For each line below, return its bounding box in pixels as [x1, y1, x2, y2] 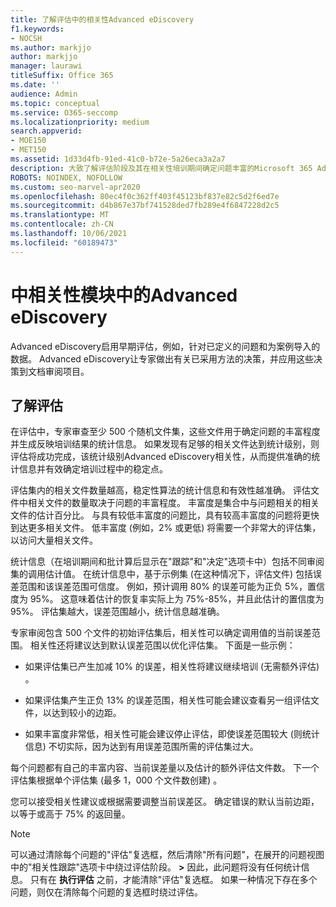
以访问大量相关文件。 [10, 534, 98, 546]
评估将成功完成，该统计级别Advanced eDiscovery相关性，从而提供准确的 [10, 451, 312, 463]
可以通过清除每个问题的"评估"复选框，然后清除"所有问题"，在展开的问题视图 [10, 849, 325, 861]
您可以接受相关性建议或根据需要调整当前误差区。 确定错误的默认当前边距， [10, 796, 320, 808]
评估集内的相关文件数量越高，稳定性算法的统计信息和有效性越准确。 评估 [10, 484, 311, 496]
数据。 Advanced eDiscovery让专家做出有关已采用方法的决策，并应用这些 [10, 352, 315, 365]
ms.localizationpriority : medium [10, 117, 150, 127]
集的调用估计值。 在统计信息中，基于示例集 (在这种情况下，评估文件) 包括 [10, 568, 314, 580]
